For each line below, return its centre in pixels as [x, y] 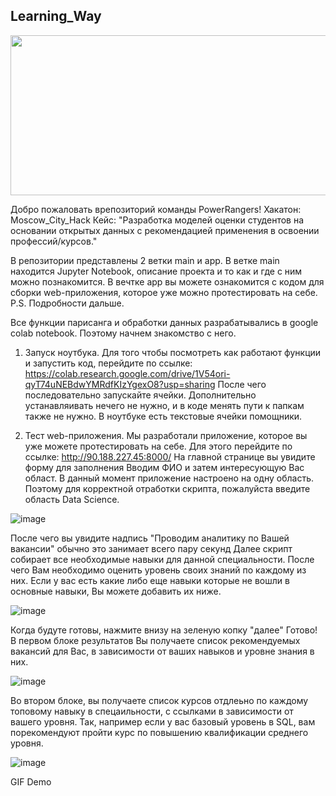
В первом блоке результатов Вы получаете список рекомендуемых [155, 640]
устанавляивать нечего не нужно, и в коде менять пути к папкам [164, 405]
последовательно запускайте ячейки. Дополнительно [140, 395]
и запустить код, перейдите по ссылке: [108, 363]
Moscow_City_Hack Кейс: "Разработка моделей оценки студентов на [157, 220]
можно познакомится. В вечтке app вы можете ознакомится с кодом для [167, 281]
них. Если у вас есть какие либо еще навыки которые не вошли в [150, 580]
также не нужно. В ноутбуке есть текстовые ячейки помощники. [163, 416]
